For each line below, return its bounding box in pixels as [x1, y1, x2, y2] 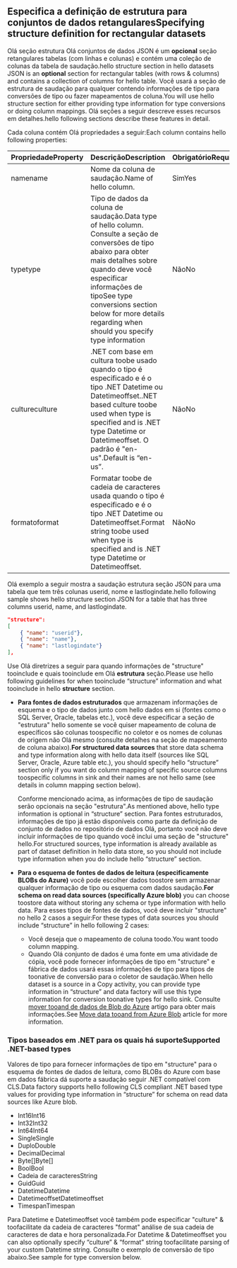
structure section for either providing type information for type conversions [7, 99, 226, 108]
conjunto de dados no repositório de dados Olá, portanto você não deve [17, 825, 228, 833]
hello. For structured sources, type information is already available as [17, 840, 217, 848]
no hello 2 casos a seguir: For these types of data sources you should [17, 913, 219, 923]
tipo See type [90, 290, 133, 300]
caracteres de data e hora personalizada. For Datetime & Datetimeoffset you [7, 1230, 227, 1239]
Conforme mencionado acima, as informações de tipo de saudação [17, 794, 214, 803]
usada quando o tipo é [90, 491, 164, 501]
